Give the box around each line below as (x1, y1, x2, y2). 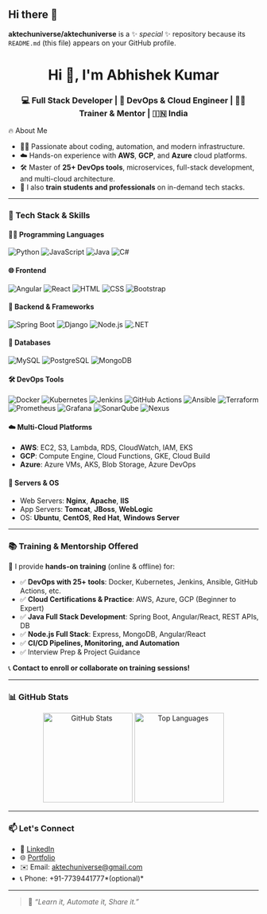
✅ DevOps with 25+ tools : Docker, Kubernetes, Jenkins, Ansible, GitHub (19, 576, 258, 586)
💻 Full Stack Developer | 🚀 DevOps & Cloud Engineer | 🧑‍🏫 (21, 95, 246, 106)
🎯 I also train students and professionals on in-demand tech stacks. (19, 182, 245, 192)
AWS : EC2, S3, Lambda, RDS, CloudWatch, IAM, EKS (19, 443, 193, 452)
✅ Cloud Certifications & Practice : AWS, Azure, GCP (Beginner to (19, 594, 237, 603)
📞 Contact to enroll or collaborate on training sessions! (8, 662, 191, 673)
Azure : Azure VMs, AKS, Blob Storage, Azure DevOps (19, 459, 196, 470)
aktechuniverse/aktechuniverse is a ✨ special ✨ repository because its (8, 29, 246, 38)
